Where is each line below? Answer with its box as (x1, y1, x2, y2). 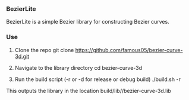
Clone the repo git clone (14, 46, 74, 53)
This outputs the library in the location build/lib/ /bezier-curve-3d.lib (6, 87, 171, 94)
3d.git (14, 53, 30, 60)
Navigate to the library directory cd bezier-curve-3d (14, 64, 143, 71)
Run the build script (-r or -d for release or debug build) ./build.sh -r (14, 76, 181, 83)
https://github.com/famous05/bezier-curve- (75, 46, 183, 53)
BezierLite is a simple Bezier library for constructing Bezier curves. (6, 18, 169, 25)
